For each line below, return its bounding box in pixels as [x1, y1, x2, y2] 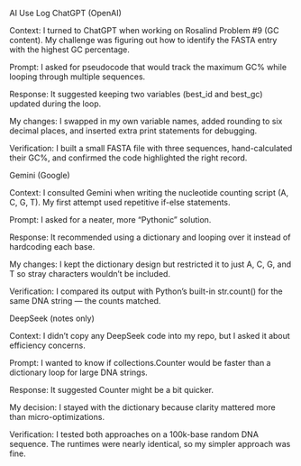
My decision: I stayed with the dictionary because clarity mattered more [9, 402, 277, 413]
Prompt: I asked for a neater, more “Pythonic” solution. [9, 215, 212, 224]
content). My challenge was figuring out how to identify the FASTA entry [9, 35, 278, 45]
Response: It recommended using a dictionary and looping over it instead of [9, 232, 291, 242]
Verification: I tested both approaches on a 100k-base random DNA [9, 429, 260, 440]
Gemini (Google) [9, 170, 70, 180]
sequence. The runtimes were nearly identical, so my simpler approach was [9, 439, 291, 449]
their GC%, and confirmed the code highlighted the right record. [9, 152, 248, 163]
